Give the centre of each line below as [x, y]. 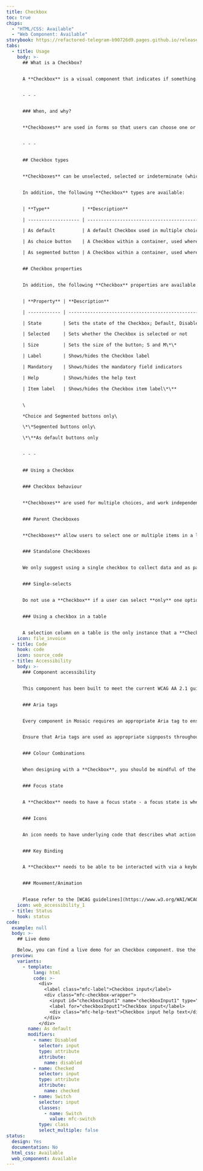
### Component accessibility [59, 672]
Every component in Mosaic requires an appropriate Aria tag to [105, 721]
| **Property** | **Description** [66, 301]
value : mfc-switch [72, 1119]
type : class [53, 1125]
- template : [37, 967]
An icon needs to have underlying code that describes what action [109, 835]
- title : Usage [31, 52]
